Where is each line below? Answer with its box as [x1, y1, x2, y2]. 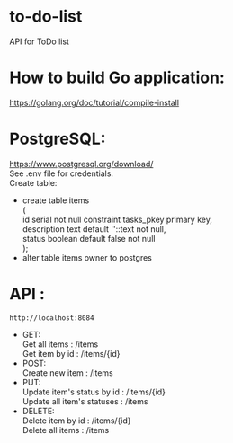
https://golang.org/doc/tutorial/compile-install [9, 97, 180, 108]
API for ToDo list [9, 36, 70, 47]
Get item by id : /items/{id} [22, 348, 121, 359]
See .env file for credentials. [9, 168, 114, 179]
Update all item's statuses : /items [22, 395, 148, 406]
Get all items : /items [22, 339, 99, 350]
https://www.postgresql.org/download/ [9, 158, 154, 169]
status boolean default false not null [22, 233, 156, 244]
